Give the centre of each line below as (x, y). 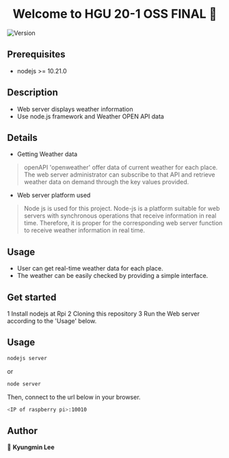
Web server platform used (54, 195)
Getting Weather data (47, 154)
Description (32, 93)
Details (22, 137)
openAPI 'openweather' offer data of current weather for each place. (121, 168)
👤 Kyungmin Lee (31, 447)
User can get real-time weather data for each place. (90, 268)
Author (22, 431)
